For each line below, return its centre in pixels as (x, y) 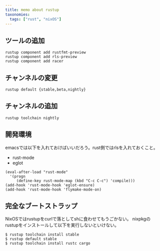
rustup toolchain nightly (32, 118)
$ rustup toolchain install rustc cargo (48, 243)
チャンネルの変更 (31, 78)
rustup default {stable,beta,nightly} (45, 89)
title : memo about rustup (32, 10)
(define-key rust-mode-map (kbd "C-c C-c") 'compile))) (76, 180)
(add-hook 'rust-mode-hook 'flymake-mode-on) (53, 189)
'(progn (18, 176)
